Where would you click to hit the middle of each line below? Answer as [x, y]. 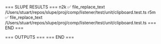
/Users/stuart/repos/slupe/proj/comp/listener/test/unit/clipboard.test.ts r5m [80, 12]
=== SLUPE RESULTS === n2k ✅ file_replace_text [55, 7]
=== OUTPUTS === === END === [40, 37]
